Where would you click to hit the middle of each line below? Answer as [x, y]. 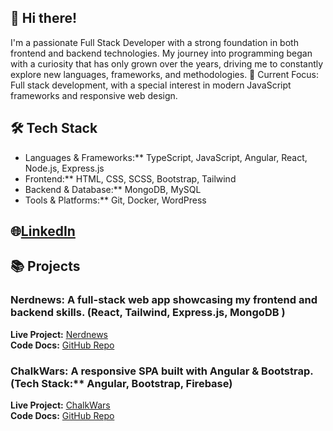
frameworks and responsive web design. [94, 95]
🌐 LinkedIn [43, 231]
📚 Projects [45, 266]
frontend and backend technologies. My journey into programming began [161, 53]
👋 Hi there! [44, 18]
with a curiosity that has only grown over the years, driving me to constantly [167, 63]
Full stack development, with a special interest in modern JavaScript [151, 85]
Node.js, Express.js [64, 168]
